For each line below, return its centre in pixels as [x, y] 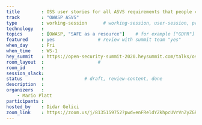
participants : [25, 101]
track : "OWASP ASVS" [43, 17]
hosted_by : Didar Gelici [43, 107]
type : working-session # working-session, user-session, [98, 23]
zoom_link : [25, 112]
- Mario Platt [35, 96]
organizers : [25, 90]
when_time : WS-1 [32, 51]
